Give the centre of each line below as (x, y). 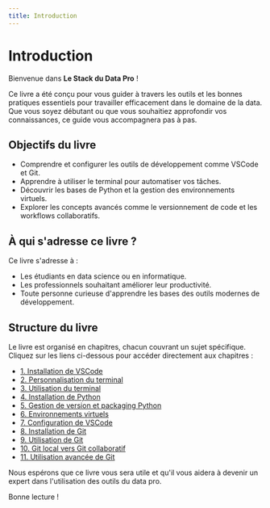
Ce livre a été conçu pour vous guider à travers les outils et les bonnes (126, 94)
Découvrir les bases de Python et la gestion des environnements (127, 190)
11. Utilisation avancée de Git (67, 457)
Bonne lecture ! (33, 497)
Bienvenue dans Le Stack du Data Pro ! (73, 78)
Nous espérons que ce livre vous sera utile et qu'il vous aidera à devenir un (133, 472)
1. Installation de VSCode (61, 371)
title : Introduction (43, 16)
